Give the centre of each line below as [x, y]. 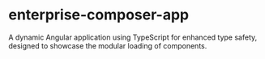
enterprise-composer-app [99, 15]
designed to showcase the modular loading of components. [108, 45]
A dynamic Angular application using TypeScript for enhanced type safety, [133, 37]
